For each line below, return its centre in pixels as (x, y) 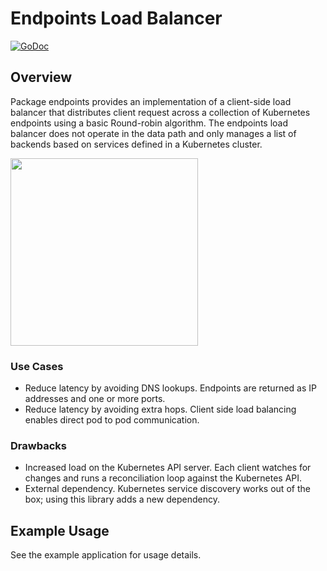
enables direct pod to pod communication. (112, 420)
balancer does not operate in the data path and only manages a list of (153, 133)
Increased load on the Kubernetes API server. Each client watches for (168, 468)
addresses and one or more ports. (95, 399)
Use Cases (37, 366)
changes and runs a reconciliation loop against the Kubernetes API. (163, 478)
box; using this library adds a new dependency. (122, 499)
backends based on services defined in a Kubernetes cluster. (136, 144)
